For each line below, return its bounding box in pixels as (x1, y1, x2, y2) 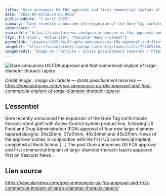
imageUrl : (5, 44, 26, 49)
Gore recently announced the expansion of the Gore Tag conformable (5, 115, 147, 122)
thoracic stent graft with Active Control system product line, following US (5, 121, 154, 127)
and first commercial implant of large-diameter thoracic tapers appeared (5, 147, 153, 153)
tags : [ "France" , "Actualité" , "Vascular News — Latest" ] (5, 35, 127, 40)
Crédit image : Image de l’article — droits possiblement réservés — (5, 77, 142, 83)
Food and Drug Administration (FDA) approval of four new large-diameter (5, 126, 154, 132)
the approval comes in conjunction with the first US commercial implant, (5, 136, 152, 142)
